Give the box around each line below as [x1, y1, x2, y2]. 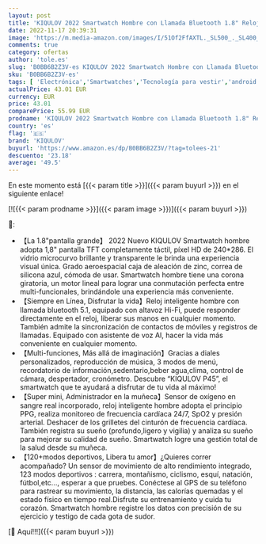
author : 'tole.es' [8, 56, 69, 64]
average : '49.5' [8, 159, 62, 167]
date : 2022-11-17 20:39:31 [8, 26, 97, 34]
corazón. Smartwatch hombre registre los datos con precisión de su [19, 504, 241, 513]
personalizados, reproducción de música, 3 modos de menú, [19, 357, 218, 367]
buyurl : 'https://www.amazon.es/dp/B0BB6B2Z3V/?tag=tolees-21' [8, 144, 222, 152]
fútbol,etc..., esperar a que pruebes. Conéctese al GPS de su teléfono [19, 478, 247, 488]
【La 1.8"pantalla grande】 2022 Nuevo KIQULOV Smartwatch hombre [19, 236, 250, 245]
